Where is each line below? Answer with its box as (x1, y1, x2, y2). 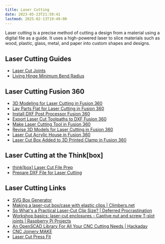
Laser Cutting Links (5, 184, 66, 192)
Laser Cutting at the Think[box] (5, 151, 103, 160)
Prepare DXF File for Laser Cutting (12, 170, 82, 175)
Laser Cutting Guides (5, 55, 71, 63)
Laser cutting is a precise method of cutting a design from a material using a (5, 30, 160, 36)
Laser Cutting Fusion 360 (5, 87, 85, 96)
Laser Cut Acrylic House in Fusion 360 (12, 132, 91, 138)
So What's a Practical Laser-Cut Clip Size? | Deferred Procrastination (12, 208, 153, 213)
